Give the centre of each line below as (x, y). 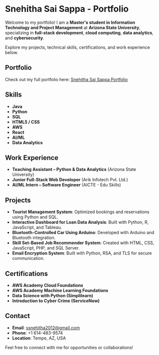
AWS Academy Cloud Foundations (48, 285)
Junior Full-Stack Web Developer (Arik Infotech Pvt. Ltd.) (70, 180)
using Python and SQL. (35, 217)
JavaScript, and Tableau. (37, 227)
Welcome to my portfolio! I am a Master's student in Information (70, 22)
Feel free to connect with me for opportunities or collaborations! (69, 347)
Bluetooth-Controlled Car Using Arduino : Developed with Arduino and (83, 233)
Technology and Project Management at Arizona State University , (73, 27)
